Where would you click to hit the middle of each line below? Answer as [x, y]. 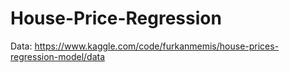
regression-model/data [58, 56]
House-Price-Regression [116, 18]
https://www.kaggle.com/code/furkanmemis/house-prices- [157, 46]
